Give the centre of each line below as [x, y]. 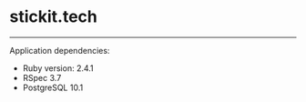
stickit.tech [53, 17]
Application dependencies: [60, 50]
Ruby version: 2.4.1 [58, 68]
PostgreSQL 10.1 [53, 87]
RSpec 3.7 [42, 77]
